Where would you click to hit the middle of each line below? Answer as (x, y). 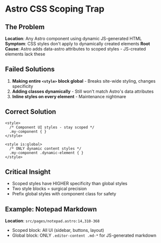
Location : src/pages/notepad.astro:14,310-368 (52, 221)
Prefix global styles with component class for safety (64, 194)
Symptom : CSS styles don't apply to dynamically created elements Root (78, 44)
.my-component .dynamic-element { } (46, 153)
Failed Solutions (30, 69)
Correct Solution (31, 112)
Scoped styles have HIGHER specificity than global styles (70, 184)
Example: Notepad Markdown (51, 209)
